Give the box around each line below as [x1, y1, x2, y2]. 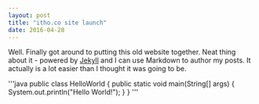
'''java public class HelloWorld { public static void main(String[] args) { [8, 79, 235, 88]
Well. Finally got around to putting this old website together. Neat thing [8, 48, 236, 57]
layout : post [8, 11, 51, 20]
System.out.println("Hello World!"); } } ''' [8, 88, 139, 97]
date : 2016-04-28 [8, 26, 65, 34]
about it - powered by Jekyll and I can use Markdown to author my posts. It [8, 56, 251, 65]
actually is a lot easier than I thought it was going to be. [8, 64, 187, 74]
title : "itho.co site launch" [8, 19, 108, 27]
